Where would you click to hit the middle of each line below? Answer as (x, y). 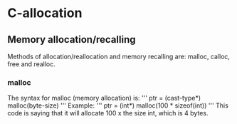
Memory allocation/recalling (72, 40)
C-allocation (45, 13)
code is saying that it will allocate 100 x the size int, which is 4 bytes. (108, 113)
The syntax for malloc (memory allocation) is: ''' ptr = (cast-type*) (104, 98)
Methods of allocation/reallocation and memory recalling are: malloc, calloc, (118, 56)
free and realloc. (31, 64)
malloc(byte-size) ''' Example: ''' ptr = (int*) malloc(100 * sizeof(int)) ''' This (118, 105)
